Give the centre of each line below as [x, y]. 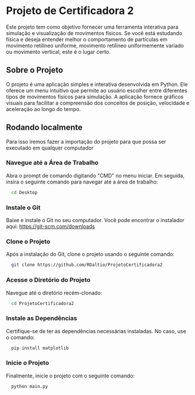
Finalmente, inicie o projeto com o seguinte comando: [70, 376]
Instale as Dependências [42, 318]
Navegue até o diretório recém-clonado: [54, 293]
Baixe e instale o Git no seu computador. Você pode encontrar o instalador [95, 220]
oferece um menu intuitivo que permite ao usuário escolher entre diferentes [97, 90]
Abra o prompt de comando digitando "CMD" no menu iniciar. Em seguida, [95, 175]
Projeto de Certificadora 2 [70, 11]
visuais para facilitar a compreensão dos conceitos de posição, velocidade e [98, 103]
